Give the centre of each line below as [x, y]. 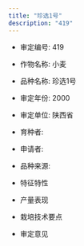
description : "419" [41, 23]
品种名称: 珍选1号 [48, 81]
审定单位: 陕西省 [46, 115]
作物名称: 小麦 [43, 64]
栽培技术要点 [41, 216]
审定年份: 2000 [45, 97]
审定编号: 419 [42, 47]
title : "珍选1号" [35, 16]
